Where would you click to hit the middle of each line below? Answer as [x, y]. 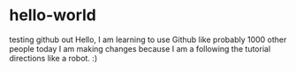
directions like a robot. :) [53, 58]
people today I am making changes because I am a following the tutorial [140, 48]
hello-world [53, 15]
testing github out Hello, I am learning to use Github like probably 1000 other [148, 39]
